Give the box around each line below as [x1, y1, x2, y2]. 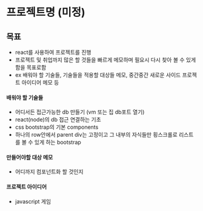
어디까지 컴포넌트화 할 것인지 [15, 168, 84, 175]
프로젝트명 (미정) [6, 5, 86, 19]
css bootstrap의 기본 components [15, 123, 99, 131]
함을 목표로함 [15, 64, 47, 71]
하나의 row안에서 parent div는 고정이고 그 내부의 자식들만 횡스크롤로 [15, 131, 178, 138]
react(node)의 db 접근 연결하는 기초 [15, 116, 101, 123]
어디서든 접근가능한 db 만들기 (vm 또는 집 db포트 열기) [15, 108, 145, 115]
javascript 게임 [15, 198, 52, 205]
